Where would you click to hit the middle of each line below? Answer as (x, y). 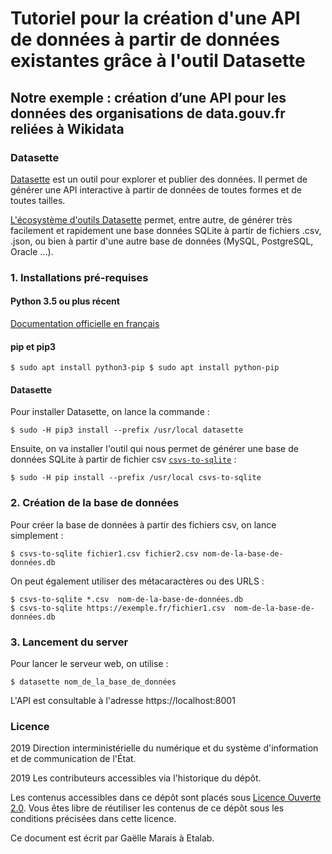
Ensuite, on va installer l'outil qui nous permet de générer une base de (154, 449)
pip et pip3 (33, 346)
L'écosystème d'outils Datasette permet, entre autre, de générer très (151, 219)
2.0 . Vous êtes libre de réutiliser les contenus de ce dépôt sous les (147, 808)
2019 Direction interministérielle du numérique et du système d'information (164, 748)
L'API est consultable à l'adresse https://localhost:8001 (123, 700)
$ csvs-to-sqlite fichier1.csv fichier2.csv (104, 553)
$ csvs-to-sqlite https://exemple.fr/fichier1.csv (118, 608)
